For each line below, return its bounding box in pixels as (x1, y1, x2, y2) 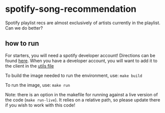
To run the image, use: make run (5, 82, 71, 88)
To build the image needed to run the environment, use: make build (5, 73, 143, 78)
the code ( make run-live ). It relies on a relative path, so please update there (5, 97, 161, 103)
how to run (5, 39, 39, 48)
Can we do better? (5, 25, 43, 31)
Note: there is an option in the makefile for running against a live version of (5, 91, 158, 97)
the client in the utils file (5, 63, 54, 69)
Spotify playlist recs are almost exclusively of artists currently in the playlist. (5, 20, 161, 26)
